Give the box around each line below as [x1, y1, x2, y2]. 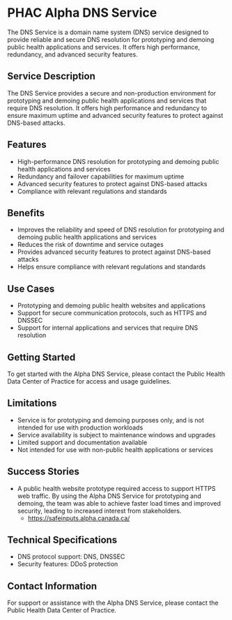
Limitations [7, 398, 57, 409]
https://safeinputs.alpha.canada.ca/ [27, 514, 130, 522]
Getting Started [7, 351, 76, 363]
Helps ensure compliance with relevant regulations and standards [17, 263, 206, 271]
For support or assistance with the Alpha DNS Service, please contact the [7, 598, 219, 607]
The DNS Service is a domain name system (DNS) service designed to [7, 28, 209, 36]
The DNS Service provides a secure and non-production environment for [7, 89, 217, 97]
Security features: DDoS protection [17, 560, 118, 568]
